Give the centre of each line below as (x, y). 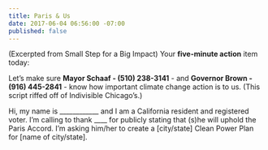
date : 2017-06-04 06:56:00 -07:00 (67, 24)
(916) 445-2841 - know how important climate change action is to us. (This (134, 87)
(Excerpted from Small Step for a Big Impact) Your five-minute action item (133, 54)
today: (19, 62)
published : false (38, 31)
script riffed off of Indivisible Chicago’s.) (76, 96)
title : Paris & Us (39, 16)
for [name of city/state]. (48, 137)
